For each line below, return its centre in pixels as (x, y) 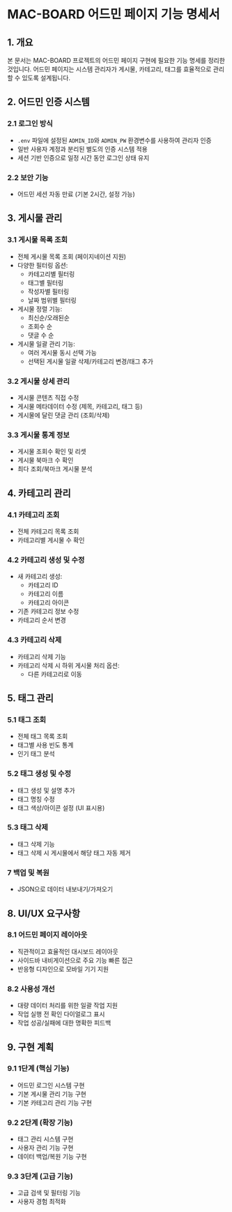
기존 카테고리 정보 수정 (48, 612)
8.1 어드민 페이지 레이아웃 (47, 935)
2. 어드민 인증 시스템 (49, 102)
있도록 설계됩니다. (46, 78)
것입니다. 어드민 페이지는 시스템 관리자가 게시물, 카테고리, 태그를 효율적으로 (109, 69)
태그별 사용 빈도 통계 (45, 745)
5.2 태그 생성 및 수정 (39, 774)
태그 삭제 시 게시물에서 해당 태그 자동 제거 (74, 853)
